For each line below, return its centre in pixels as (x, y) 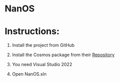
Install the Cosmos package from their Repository (63, 55)
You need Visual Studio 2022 (42, 65)
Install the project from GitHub (43, 45)
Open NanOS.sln (29, 74)
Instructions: (32, 32)
